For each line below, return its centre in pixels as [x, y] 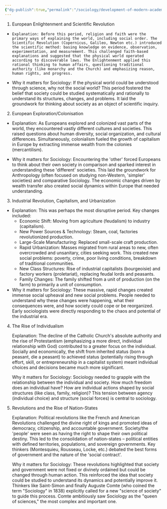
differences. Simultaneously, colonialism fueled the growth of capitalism [86, 139]
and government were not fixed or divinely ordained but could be [79, 470]
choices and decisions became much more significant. [68, 367]
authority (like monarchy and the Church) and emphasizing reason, [83, 69]
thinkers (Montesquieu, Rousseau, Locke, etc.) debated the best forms [84, 449]
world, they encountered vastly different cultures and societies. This [82, 128]
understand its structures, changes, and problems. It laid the [74, 98]
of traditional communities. [47, 263]
